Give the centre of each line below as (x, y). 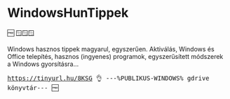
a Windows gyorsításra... (43, 64)
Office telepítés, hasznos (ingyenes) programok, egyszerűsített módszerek (115, 56)
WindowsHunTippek (68, 13)
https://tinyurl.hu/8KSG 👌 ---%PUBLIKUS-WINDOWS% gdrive (108, 78)
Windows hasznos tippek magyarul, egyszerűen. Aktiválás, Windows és (111, 49)
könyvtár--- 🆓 (33, 88)
